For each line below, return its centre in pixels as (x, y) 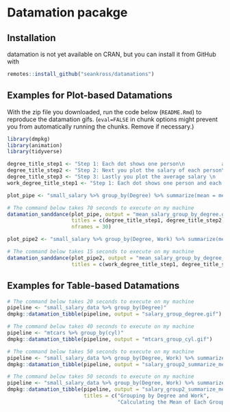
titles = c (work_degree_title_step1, (125, 264)
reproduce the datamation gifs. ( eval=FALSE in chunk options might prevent (112, 119)
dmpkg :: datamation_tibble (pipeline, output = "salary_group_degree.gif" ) (115, 314)
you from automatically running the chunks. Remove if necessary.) (101, 126)
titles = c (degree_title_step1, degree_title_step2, (148, 220)
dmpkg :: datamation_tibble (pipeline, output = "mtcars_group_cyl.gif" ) (110, 339)
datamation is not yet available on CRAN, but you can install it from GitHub (112, 54)
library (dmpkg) (29, 139)
